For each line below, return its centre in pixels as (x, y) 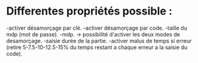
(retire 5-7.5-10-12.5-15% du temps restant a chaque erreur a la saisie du (97, 47)
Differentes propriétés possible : (89, 11)
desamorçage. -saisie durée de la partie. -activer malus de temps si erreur (99, 41)
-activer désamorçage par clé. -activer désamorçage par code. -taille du (97, 28)
